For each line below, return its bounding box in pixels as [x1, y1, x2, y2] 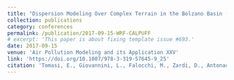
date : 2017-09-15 [7, 42, 58, 49]
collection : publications [7, 17, 82, 24]
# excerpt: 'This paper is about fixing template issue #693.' [7, 36, 195, 43]
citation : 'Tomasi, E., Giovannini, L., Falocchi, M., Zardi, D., [7, 62, 204, 69]
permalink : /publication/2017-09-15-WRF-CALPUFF [7, 29, 151, 37]
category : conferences [7, 23, 73, 30]
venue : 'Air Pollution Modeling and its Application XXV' [7, 49, 179, 56]
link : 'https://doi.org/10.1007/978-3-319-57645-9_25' [7, 56, 170, 63]
